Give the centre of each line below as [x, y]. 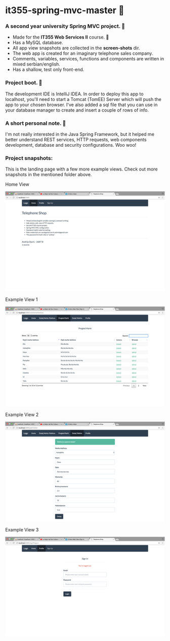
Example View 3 [22, 530]
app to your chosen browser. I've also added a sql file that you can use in [81, 105]
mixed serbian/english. [36, 64]
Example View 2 [22, 415]
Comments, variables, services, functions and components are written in [88, 59]
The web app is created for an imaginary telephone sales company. [83, 53]
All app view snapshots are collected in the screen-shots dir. [76, 48]
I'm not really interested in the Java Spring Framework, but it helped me [80, 134]
